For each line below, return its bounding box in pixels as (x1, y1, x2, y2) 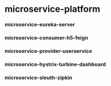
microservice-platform (4, 3, 101, 15)
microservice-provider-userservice (4, 47, 92, 54)
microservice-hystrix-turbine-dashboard (4, 61, 106, 68)
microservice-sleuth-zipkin (4, 74, 72, 81)
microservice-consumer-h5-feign (4, 35, 88, 42)
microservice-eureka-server (4, 21, 75, 28)
